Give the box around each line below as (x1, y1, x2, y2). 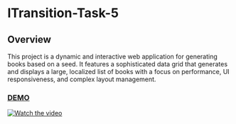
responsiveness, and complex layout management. (7, 75, 156, 83)
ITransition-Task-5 (7, 5, 119, 21)
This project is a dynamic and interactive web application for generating (7, 52, 218, 61)
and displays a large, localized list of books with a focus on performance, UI (7, 68, 230, 76)
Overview (7, 33, 52, 46)
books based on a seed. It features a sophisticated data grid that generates (7, 60, 228, 68)
